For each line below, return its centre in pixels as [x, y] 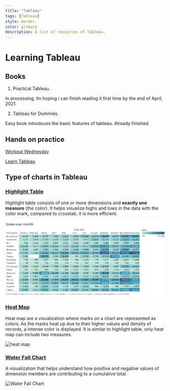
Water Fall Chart [26, 357]
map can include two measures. [39, 334]
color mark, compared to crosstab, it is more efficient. [61, 213]
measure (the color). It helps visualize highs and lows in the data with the [82, 208]
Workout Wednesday [27, 151]
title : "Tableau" [24, 11]
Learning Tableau [43, 58]
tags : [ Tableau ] [22, 16]
